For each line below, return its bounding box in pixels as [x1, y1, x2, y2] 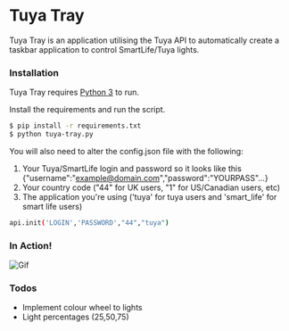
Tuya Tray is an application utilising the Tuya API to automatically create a [9, 35, 279, 46]
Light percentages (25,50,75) [21, 311, 129, 322]
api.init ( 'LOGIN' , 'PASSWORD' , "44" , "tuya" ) [9, 218, 169, 228]
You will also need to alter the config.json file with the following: [9, 145, 244, 156]
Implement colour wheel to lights [21, 302, 143, 313]
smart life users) [21, 201, 83, 211]
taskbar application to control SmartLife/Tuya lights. [9, 44, 200, 54]
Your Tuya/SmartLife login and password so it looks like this [21, 162, 243, 174]
